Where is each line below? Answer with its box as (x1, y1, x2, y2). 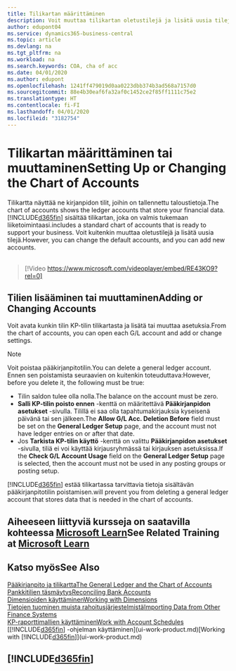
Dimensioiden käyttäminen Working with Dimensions (7, 595, 158, 604)
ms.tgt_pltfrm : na (7, 50, 61, 57)
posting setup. (17, 467, 60, 475)
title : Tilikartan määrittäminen (7, 10, 105, 18)
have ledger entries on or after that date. (17, 429, 135, 438)
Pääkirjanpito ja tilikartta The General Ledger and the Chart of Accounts (7, 580, 213, 589)
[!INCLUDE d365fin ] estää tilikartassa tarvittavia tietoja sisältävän (7, 481, 195, 489)
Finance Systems (7, 610, 58, 618)
